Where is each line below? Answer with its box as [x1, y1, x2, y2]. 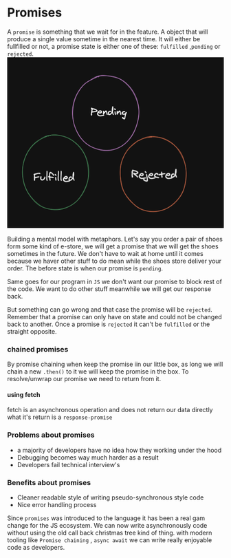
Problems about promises [7, 430, 95, 440]
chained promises [7, 344, 69, 354]
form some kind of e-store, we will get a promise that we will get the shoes [7, 242, 219, 250]
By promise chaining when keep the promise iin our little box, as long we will [7, 360, 223, 369]
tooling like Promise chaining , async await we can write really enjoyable [7, 536, 212, 544]
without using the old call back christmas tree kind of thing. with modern [7, 528, 212, 537]
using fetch [7, 390, 41, 398]
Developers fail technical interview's [16, 460, 120, 469]
